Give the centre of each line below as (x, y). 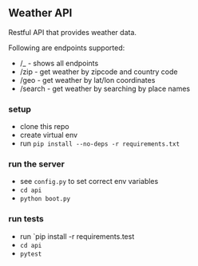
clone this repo (44, 127)
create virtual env (49, 135)
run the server (37, 164)
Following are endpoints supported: (67, 48)
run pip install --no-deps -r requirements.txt (100, 143)
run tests (26, 219)
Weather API (40, 13)
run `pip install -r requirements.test (77, 236)
